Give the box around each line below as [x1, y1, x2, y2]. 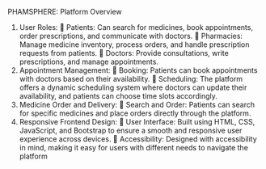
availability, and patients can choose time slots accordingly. [19, 91, 217, 100]
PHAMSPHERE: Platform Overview [7, 7, 122, 16]
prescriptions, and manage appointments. [19, 57, 159, 66]
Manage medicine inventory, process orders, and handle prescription [19, 40, 250, 49]
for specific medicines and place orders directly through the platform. [19, 108, 251, 118]
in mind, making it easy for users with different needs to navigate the [19, 143, 248, 152]
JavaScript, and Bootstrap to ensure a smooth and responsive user [19, 125, 243, 135]
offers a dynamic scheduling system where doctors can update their [19, 82, 247, 92]
